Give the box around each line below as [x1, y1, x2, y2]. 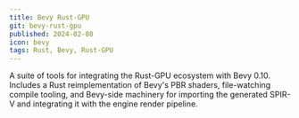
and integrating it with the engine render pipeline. [16, 98, 198, 109]
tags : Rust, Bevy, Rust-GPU [9, 46, 114, 55]
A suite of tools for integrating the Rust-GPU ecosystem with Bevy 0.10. [9, 70, 270, 81]
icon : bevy [9, 37, 50, 47]
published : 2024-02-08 [9, 29, 94, 38]
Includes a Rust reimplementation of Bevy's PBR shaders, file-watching [9, 80, 271, 90]
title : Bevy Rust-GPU [9, 12, 90, 22]
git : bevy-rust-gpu [9, 21, 82, 30]
